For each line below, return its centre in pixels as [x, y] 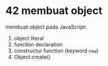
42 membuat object [54, 11]
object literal [29, 38]
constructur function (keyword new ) [56, 50]
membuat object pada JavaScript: [46, 27]
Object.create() [32, 57]
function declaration [38, 44]
